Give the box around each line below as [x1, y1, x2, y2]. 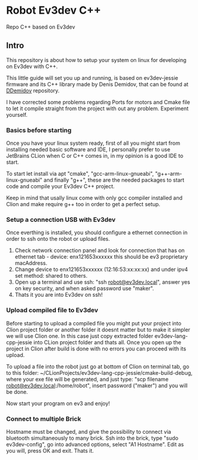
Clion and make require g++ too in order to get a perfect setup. [6, 201, 161, 208]
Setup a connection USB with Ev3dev [6, 215, 116, 223]
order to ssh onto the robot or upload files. [6, 235, 110, 243]
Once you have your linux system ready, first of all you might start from [6, 139, 180, 147]
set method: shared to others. [14, 272, 88, 279]
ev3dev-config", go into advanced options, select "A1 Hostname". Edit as [6, 440, 184, 447]
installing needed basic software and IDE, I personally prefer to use [6, 146, 171, 153]
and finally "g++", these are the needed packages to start [43, 176, 184, 184]
